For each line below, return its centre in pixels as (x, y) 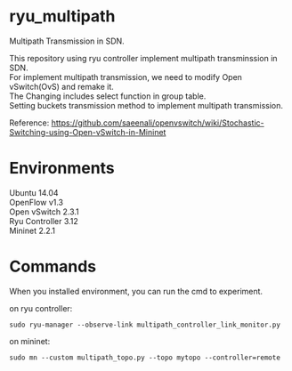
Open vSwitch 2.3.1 (45, 212)
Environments (62, 169)
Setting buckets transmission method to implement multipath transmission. (146, 105)
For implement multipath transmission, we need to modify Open (126, 77)
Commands (53, 266)
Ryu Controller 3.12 (44, 221)
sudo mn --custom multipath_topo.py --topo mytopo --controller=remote (145, 358)
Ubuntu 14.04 (34, 192)
